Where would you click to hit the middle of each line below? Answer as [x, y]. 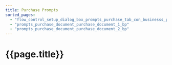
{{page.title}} [35, 55]
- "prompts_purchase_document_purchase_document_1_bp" [70, 24]
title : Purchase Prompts [32, 10]
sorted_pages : [20, 15]
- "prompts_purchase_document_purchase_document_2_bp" [70, 29]
